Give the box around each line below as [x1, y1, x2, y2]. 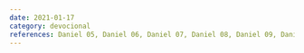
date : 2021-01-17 [9, 13, 75, 22]
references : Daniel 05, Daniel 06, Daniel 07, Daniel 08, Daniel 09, [9, 30, 278, 39]
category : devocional [9, 22, 91, 31]
